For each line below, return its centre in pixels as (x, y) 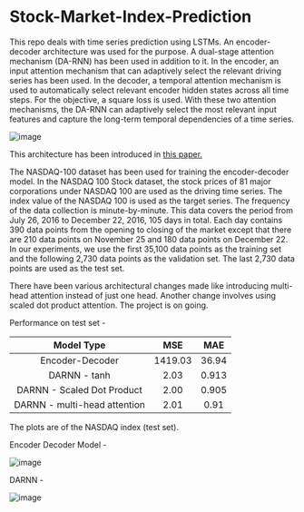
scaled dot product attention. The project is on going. (109, 305)
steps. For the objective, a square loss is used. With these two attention (143, 99)
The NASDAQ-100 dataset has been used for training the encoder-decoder (149, 172)
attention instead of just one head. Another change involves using (153, 295)
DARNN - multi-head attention (79, 404)
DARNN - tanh (79, 375)
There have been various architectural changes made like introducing (139, 286)
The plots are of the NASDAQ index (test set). (94, 427)
